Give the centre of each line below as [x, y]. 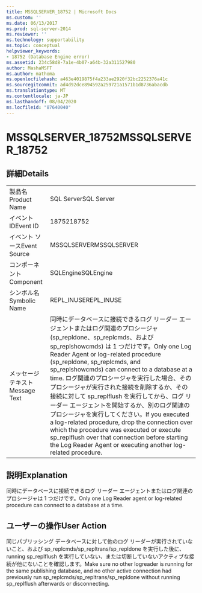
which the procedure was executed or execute [116, 429]
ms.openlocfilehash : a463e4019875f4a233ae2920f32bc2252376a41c [87, 79]
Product [20, 199]
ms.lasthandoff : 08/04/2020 [41, 101]
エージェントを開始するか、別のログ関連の [130, 405]
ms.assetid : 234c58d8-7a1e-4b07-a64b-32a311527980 [71, 62]
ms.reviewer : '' [26, 34]
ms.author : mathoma [31, 74]
